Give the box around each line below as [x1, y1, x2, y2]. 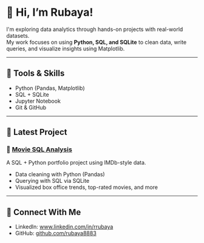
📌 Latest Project [6, 127, 68, 137]
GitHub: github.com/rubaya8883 [15, 230, 97, 237]
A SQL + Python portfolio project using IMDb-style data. [6, 159, 146, 166]
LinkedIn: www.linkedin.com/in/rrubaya [15, 223, 114, 230]
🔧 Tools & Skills [6, 68, 65, 78]
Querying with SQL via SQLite [15, 177, 90, 185]
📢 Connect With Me [6, 207, 81, 217]
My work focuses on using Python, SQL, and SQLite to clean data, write [6, 38, 187, 46]
